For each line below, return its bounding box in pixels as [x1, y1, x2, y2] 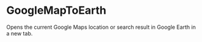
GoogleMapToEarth [6, 4, 107, 17]
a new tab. [6, 29, 33, 37]
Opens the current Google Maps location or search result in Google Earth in [6, 23, 197, 31]
